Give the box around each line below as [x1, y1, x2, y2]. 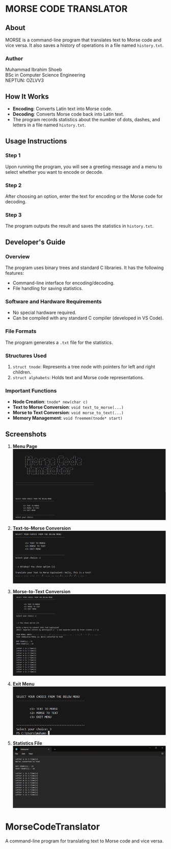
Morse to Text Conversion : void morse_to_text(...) [12, 410, 124, 416]
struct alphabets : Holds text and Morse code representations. [12, 374, 145, 380]
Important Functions [5, 387, 57, 394]
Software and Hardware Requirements [5, 298, 102, 305]
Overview [5, 253, 30, 260]
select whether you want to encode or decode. [5, 169, 103, 175]
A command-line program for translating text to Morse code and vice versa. [5, 838, 164, 844]
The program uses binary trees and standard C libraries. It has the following [5, 264, 164, 271]
